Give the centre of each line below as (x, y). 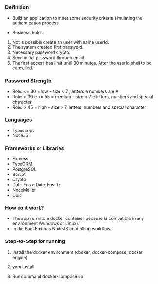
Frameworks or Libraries (35, 148)
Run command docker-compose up (48, 276)
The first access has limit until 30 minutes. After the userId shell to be (82, 63)
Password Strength (28, 81)
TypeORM (22, 164)
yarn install (23, 267)
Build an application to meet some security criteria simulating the (77, 18)
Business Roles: (28, 33)
